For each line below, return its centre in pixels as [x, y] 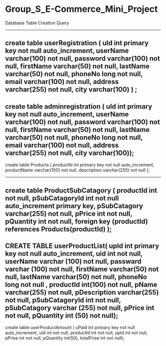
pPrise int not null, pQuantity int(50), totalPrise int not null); [65, 338]
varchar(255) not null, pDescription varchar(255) [82, 292]
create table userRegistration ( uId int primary [77, 43]
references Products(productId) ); [59, 229]
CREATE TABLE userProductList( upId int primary [82, 246]
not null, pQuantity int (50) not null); [62, 316]
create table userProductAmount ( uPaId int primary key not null [70, 328]
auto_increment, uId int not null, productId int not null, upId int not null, [77, 333]
